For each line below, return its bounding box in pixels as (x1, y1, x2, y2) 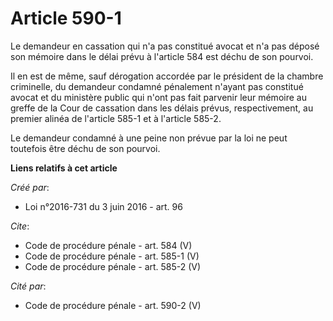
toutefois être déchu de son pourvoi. (10, 142, 161, 154)
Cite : (10, 220, 30, 232)
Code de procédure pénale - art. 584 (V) (24, 239, 193, 251)
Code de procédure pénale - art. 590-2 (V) (24, 299, 202, 311)
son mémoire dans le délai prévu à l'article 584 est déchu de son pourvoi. (10, 50, 314, 62)
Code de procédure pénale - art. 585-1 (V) (24, 250, 200, 262)
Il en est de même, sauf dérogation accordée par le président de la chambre (10, 70, 324, 82)
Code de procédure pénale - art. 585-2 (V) (24, 260, 202, 272)
